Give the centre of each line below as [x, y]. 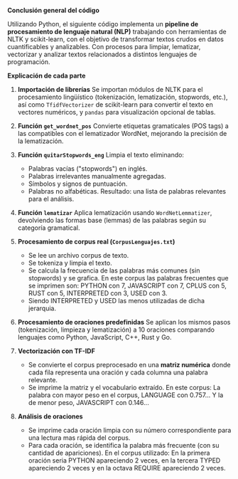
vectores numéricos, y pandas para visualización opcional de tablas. [117, 112]
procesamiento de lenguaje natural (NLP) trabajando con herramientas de [117, 32]
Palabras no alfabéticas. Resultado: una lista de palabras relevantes [127, 191]
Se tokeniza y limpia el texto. [70, 263]
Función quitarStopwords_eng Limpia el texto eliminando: [101, 155]
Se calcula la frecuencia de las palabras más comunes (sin [114, 270]
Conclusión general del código [53, 10]
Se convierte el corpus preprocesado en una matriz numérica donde [129, 365]
